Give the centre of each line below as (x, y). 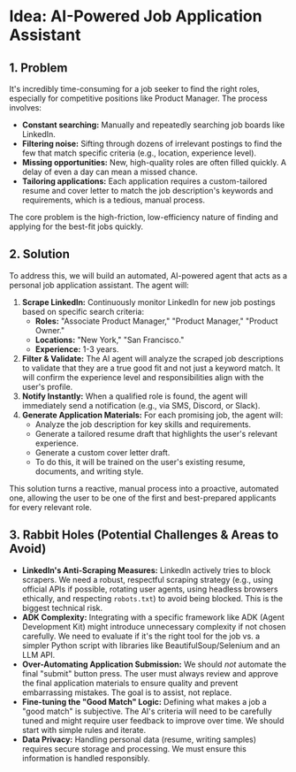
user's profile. (47, 386)
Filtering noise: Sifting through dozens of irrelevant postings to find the (152, 144)
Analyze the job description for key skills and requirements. (143, 424)
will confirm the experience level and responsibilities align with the (143, 377)
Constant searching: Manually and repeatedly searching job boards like (153, 125)
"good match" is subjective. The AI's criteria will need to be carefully (147, 711)
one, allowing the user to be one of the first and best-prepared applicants (143, 498)
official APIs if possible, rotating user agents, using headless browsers (150, 589)
